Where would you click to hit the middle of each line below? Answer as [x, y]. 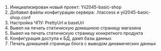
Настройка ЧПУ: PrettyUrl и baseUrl [47, 23]
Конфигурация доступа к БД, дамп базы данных [61, 38]
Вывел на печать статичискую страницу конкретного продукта [76, 33]
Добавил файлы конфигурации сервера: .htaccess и [64, 12]
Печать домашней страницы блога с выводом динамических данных [83, 43]
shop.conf [20, 17]
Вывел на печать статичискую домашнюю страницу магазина [75, 28]
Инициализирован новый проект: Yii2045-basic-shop [65, 7]
